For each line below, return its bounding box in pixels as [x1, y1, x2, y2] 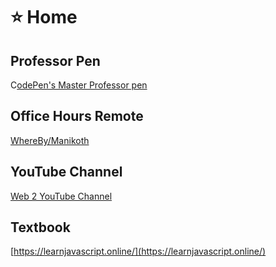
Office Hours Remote [10, 108, 144, 125]
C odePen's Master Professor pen [10, 79, 148, 91]
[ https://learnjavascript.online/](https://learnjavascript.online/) [10, 245, 267, 258]
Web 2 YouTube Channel [10, 190, 113, 202]
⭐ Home [10, 6, 78, 29]
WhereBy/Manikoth [10, 134, 90, 146]
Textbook [10, 219, 71, 236]
